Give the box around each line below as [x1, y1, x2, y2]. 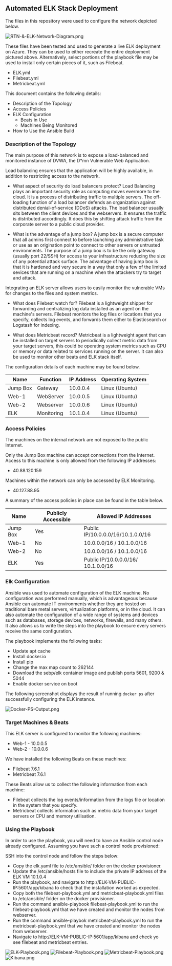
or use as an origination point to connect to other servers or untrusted [12, 242, 160, 248]
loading [12, 199, 29, 206]
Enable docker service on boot [12, 680, 78, 686]
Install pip [12, 659, 33, 665]
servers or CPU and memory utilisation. [12, 813, 96, 819]
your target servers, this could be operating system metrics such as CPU [12, 343, 166, 349]
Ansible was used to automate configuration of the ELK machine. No [5, 589, 149, 596]
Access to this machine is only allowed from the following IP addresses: [5, 457, 157, 464]
